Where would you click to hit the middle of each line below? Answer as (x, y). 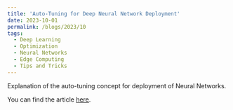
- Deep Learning (37, 40)
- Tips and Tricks (41, 66)
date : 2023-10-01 (33, 20)
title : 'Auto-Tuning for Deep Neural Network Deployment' (94, 14)
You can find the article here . (49, 99)
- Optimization (36, 46)
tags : (15, 33)
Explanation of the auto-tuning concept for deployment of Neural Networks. (117, 85)
